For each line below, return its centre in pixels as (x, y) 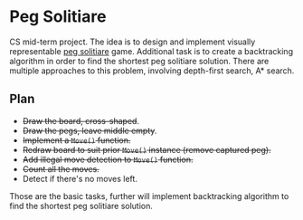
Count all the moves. (61, 168)
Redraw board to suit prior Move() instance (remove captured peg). (147, 149)
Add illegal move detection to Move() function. (108, 159)
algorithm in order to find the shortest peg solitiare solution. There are (139, 61)
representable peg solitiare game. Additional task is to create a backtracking (151, 51)
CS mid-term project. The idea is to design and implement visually (133, 42)
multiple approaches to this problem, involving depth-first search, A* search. (152, 71)
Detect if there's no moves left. (80, 178)
